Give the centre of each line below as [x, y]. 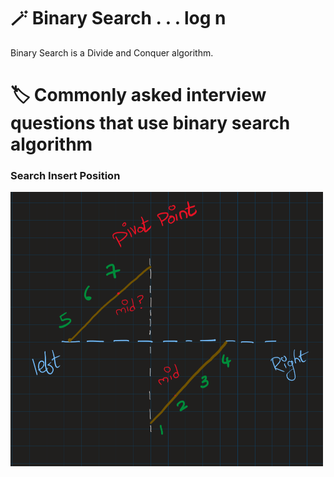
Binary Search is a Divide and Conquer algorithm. [112, 52]
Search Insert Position [65, 176]
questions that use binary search [150, 123]
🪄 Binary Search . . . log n [118, 18]
